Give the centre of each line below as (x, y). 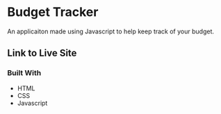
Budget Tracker (53, 12)
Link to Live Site (42, 53)
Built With (24, 73)
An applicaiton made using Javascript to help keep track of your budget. (110, 31)
